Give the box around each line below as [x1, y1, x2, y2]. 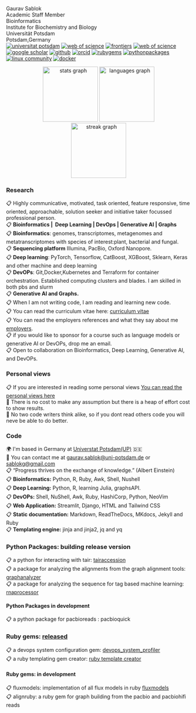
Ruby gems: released [6, 632, 68, 641]
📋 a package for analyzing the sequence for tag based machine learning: [6, 580, 184, 587]
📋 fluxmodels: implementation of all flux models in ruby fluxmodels [6, 684, 169, 691]
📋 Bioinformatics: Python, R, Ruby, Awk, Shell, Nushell [6, 476, 140, 483]
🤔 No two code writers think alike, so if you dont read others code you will [6, 411, 185, 418]
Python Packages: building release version [6, 543, 131, 551]
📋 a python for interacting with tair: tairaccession [6, 557, 126, 564]
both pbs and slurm [6, 283, 53, 290]
